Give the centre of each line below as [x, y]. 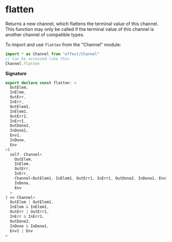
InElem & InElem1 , [30, 207]
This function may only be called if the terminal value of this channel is [80, 29]
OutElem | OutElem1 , [32, 202]
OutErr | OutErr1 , [30, 212]
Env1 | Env [21, 231]
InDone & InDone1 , [30, 226]
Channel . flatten [23, 63]
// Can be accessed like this [38, 59]
